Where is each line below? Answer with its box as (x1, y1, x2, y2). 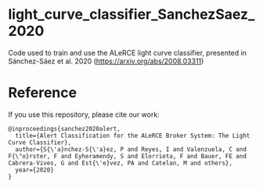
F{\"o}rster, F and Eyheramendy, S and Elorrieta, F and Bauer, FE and (8, 152, 247, 160)
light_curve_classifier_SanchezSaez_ (8, 5, 255, 23)
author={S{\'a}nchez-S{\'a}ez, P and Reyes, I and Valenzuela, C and (15, 145, 247, 154)
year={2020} (15, 166, 55, 174)
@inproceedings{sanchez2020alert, (8, 125, 121, 132)
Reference (8, 84, 77, 102)
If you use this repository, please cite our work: (8, 110, 160, 119)
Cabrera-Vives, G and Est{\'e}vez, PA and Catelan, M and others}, (8, 159, 233, 167)
